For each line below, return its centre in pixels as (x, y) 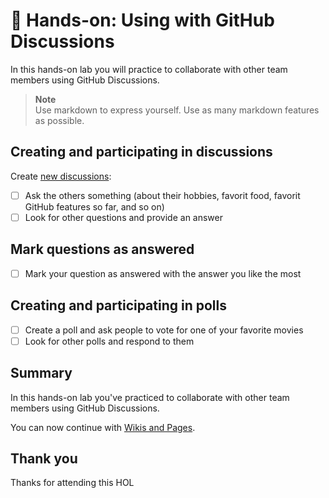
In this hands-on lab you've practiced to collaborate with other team (150, 397)
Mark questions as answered (102, 249)
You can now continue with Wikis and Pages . (103, 427)
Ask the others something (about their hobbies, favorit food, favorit (162, 195)
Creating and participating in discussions (141, 152)
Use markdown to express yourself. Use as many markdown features (177, 110)
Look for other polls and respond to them (109, 341)
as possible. (59, 120)
